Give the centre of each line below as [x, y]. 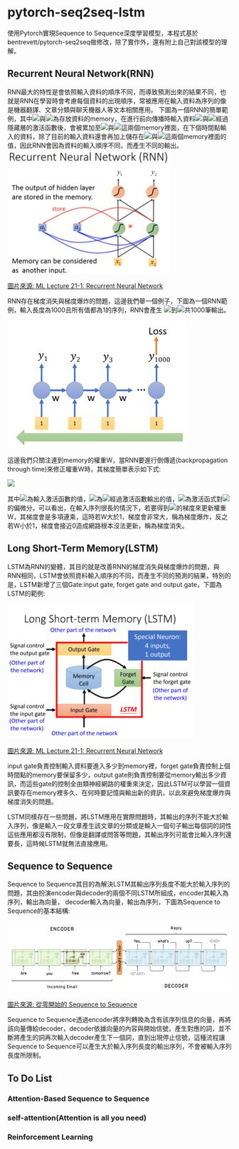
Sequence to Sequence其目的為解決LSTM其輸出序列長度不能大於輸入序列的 [119, 884]
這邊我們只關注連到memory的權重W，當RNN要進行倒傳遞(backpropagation [118, 460]
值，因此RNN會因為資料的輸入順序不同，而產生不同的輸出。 [95, 145]
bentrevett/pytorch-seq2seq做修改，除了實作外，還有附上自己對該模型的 [115, 42]
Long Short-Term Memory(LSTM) [83, 549]
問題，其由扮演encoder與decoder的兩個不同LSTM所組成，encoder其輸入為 [118, 893]
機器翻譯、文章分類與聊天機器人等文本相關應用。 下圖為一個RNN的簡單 [118, 109]
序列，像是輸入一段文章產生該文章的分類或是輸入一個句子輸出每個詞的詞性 [122, 825]
